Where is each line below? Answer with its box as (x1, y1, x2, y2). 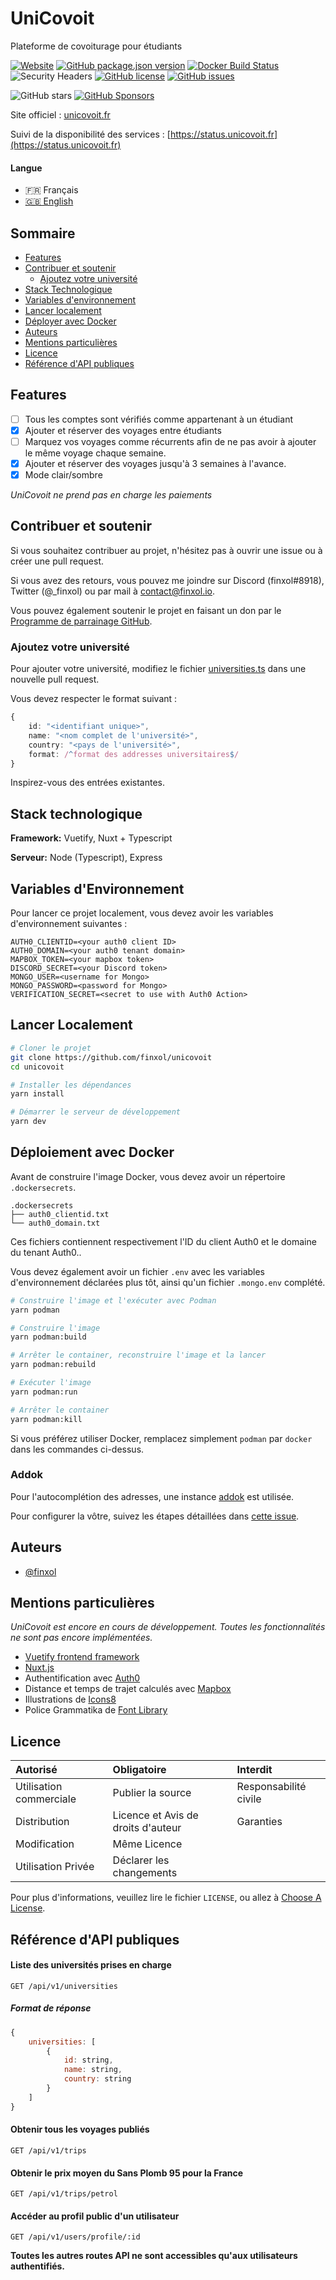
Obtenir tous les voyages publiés (10, 2123, 150, 2136)
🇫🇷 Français (24, 184, 79, 196)
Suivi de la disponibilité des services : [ (10, 128, 171, 140)
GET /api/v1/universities (10, 1981, 118, 1991)
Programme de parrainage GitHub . (10, 615, 153, 627)
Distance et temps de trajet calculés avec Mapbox (24, 1683, 232, 1695)
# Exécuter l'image (10, 1378, 92, 1388)
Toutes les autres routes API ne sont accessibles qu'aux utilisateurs (10, 2250, 298, 2262)
